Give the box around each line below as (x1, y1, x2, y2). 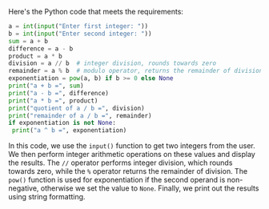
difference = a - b (8, 44, 74, 53)
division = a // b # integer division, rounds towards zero (8, 59, 217, 67)
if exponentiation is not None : (8, 119, 116, 127)
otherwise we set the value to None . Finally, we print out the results (40, 183, 259, 193)
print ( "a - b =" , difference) (8, 89, 110, 97)
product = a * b (8, 52, 62, 60)
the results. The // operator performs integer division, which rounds (8, 158, 233, 167)
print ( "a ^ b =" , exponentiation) (11, 127, 127, 135)
